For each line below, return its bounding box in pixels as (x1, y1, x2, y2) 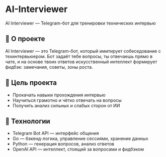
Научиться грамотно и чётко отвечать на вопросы (12, 97, 122, 103)
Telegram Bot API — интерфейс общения (12, 130, 99, 136)
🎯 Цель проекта (5, 79, 57, 87)
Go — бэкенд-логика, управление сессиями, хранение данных (12, 135, 148, 141)
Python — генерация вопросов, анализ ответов (12, 141, 115, 147)
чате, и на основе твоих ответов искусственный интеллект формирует (5, 59, 157, 65)
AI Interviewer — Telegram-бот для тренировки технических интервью (5, 20, 156, 26)
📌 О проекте (5, 35, 45, 43)
